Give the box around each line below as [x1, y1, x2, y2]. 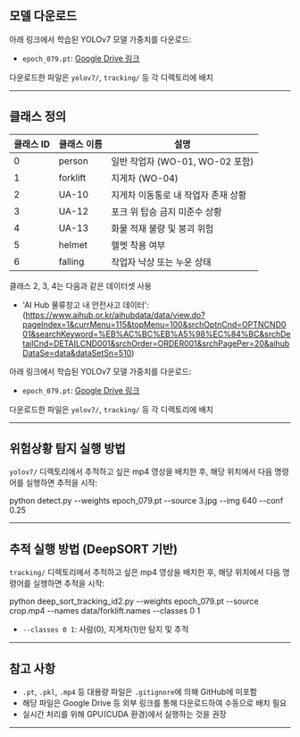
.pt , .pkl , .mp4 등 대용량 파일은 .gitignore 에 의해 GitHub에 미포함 [21, 687, 257, 698]
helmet [58, 238, 87, 250]
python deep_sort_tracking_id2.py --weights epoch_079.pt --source [9, 596, 259, 606]
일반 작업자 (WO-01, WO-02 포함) [111, 155, 254, 167]
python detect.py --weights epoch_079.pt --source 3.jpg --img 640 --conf [9, 496, 284, 506]
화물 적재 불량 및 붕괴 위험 [111, 222, 214, 234]
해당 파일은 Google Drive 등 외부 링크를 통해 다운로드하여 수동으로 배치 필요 [21, 698, 287, 708]
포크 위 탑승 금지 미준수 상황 [111, 205, 222, 217]
